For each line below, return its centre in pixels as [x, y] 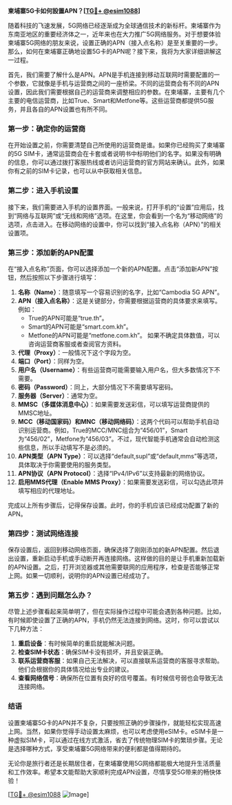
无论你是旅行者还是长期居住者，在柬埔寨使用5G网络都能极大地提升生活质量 [114, 763]
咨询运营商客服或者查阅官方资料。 [76, 344]
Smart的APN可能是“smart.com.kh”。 [80, 327]
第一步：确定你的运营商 [46, 128]
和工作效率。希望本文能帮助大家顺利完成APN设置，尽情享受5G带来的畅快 [112, 772]
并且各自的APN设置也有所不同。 [65, 109]
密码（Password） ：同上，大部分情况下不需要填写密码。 [97, 387]
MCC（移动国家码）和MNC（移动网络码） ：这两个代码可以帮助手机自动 [118, 421]
